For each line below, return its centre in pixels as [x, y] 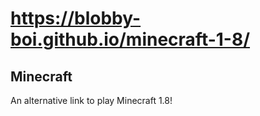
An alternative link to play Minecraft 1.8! [91, 100]
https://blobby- [76, 18]
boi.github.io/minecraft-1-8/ [130, 39]
